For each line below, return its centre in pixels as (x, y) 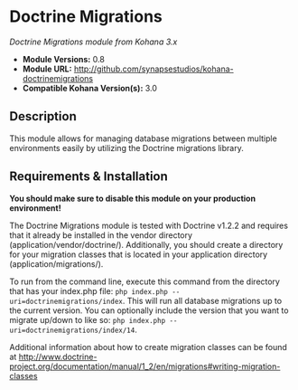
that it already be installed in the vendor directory (101, 235)
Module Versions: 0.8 (64, 59)
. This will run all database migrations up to (202, 300)
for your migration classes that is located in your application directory (139, 254)
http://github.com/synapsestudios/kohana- (154, 69)
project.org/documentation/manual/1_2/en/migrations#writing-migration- (145, 366)
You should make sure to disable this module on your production (132, 198)
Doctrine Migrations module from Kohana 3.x (93, 42)
